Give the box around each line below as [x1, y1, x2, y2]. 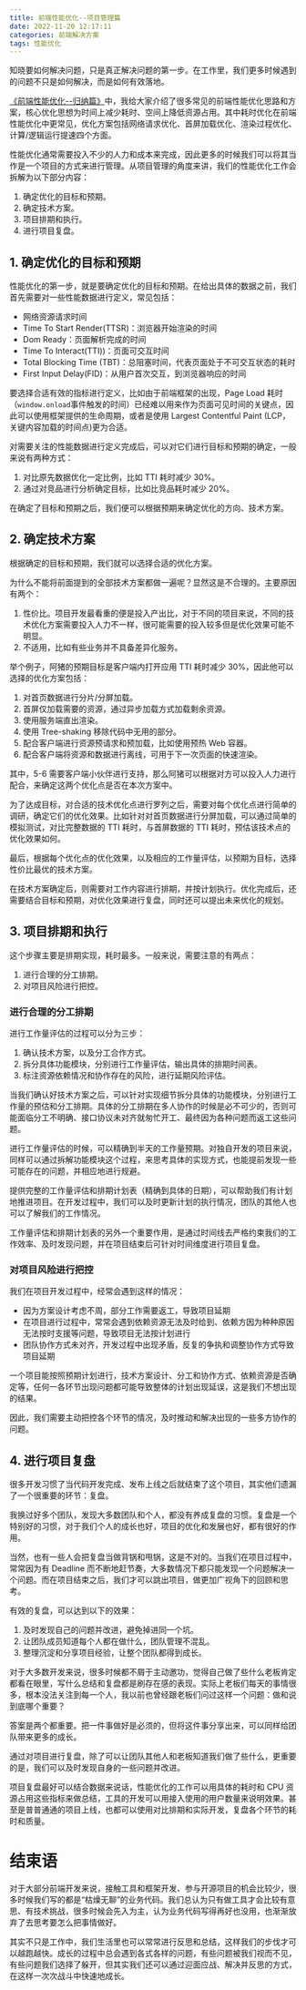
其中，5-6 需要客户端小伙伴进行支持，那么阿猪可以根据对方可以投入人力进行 [9, 768, 297, 779]
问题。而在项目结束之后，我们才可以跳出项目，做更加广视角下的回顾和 [16, 1575, 280, 1586]
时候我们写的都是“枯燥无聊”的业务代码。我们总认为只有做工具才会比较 [16, 1894, 280, 1905]
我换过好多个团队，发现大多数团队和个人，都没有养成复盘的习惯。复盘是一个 [9, 1509, 297, 1521]
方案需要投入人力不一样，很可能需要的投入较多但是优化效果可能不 [46, 618, 294, 629]
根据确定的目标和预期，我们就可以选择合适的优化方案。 [9, 557, 217, 568]
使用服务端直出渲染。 [22, 714, 103, 725]
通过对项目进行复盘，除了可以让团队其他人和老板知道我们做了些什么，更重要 [9, 1750, 297, 1762]
